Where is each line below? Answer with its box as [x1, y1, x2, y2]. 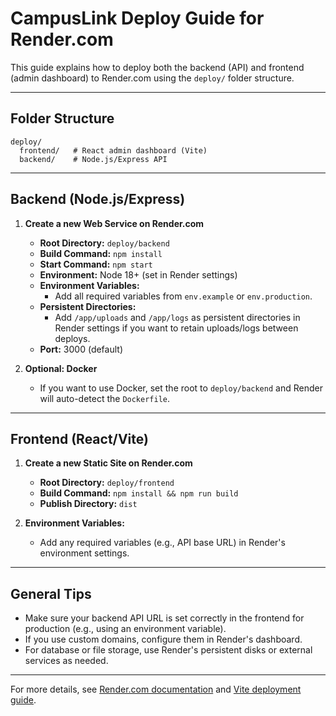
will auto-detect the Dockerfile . [39, 392, 171, 404]
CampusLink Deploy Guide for [10, 7, 265, 30]
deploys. [54, 332, 91, 344]
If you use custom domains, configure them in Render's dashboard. [24, 633, 303, 646]
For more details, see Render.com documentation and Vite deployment [10, 683, 302, 696]
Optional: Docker [24, 362, 98, 374]
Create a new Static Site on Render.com [24, 457, 193, 469]
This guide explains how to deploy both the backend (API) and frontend [10, 61, 305, 73]
